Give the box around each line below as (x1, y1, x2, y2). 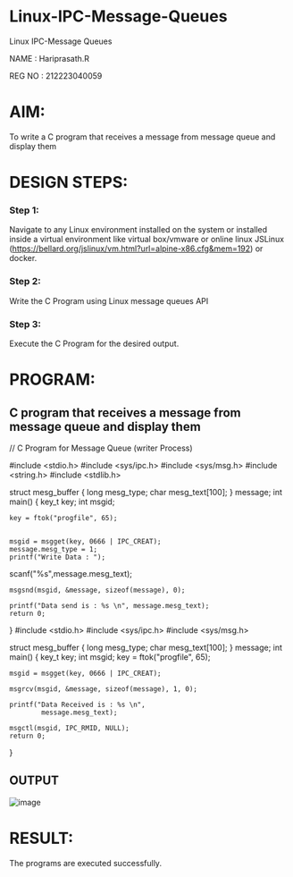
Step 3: (9, 317, 42, 330)
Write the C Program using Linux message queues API (9, 295, 209, 306)
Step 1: (9, 204, 39, 216)
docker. (9, 253, 38, 264)
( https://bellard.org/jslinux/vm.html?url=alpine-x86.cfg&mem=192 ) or (9, 243, 264, 254)
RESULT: (9, 828, 74, 848)
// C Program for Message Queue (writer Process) (9, 443, 194, 453)
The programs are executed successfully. (9, 857, 163, 868)
